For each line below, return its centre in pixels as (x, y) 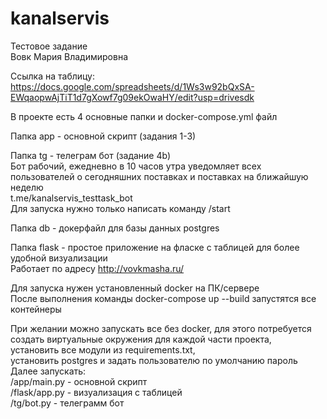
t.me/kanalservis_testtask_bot (71, 198)
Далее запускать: (48, 371)
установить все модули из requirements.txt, (103, 349)
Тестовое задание (49, 46)
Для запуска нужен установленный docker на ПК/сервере (135, 288)
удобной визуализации (59, 258)
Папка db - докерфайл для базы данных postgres (115, 228)
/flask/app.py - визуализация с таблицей (96, 392)
